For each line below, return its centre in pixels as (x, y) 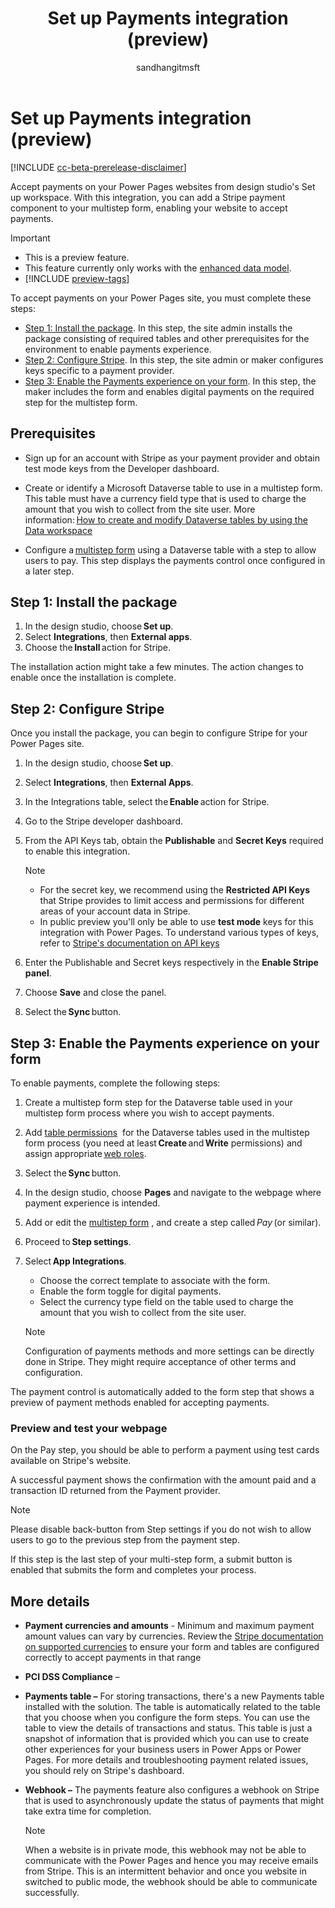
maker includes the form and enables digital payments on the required (169, 391)
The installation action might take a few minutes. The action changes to (157, 667)
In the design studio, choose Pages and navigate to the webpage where (173, 1192)
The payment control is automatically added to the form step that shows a (162, 1391)
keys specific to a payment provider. (99, 370)
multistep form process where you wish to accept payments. (149, 1113)
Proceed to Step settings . (78, 1241)
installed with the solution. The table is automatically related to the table (172, 1707)
